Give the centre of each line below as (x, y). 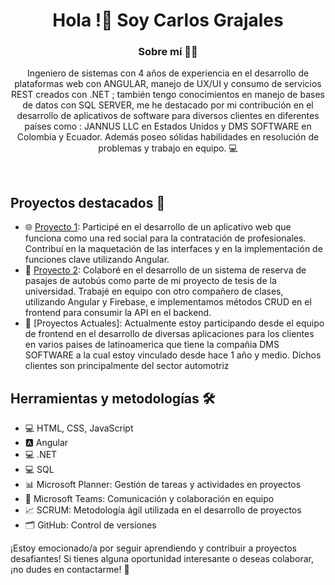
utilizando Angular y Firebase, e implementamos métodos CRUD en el (168, 302)
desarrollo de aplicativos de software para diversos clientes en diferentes (168, 116)
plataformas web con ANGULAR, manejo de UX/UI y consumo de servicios (168, 84)
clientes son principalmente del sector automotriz (127, 366)
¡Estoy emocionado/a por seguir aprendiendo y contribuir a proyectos (153, 548)
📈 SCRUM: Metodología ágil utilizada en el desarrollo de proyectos (163, 510)
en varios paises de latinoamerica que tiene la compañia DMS (152, 345)
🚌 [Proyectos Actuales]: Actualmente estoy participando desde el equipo (174, 323)
